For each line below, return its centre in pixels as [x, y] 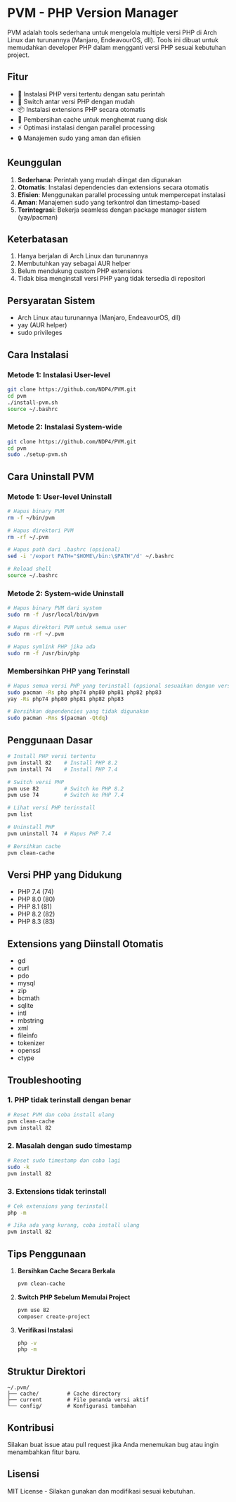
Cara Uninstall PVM [51, 477]
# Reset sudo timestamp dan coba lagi [64, 1160]
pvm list [20, 814]
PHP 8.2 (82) [36, 914]
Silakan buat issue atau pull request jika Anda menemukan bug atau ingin [113, 1444]
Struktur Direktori [46, 1371]
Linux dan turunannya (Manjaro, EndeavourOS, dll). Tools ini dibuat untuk [113, 39]
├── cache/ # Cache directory [64, 1394]
